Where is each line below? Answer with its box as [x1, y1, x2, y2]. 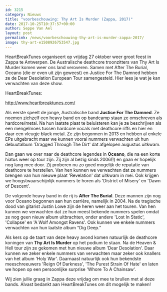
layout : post [5, 31, 32, 36]
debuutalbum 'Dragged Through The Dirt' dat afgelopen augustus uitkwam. [5, 141, 161, 147]
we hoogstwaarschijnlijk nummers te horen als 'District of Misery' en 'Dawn [5, 177, 161, 183]
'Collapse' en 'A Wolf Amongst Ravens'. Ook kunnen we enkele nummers [5, 219, 155, 225]
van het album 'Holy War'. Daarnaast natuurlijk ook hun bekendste [5, 255, 141, 261]
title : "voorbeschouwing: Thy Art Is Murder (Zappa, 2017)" [5, 17, 133, 22]
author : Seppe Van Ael [5, 26, 52, 31]
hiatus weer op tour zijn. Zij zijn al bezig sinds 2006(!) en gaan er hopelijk [5, 156, 156, 162]
